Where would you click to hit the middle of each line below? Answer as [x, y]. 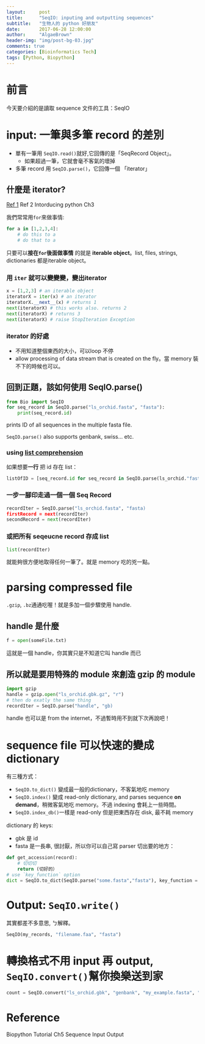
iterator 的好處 [28, 336]
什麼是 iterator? [36, 190]
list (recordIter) [28, 550]
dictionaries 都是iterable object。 [48, 260]
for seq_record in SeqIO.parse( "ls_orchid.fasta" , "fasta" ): [86, 407]
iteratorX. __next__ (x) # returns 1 [52, 302]
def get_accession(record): [42, 858]
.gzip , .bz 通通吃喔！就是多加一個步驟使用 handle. [69, 605]
